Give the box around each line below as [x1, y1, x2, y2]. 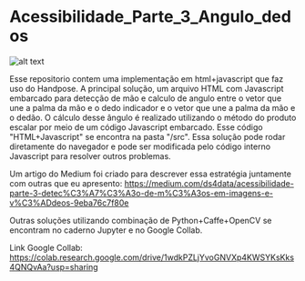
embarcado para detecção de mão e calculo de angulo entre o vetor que [9, 93, 282, 104]
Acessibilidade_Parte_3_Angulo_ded [9, 6, 291, 27]
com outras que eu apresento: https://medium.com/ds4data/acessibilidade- [9, 177, 294, 188]
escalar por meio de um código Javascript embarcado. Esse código [9, 121, 263, 133]
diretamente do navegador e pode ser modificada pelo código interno [9, 141, 271, 152]
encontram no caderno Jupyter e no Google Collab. [9, 225, 203, 236]
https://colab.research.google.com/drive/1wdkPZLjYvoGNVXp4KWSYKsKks [9, 252, 294, 263]
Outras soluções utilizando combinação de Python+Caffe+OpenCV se [9, 215, 272, 226]
